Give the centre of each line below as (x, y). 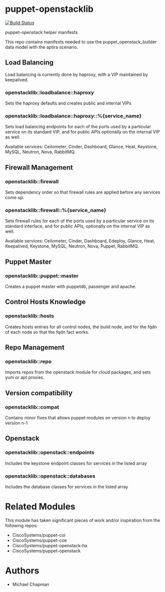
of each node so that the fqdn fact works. (47, 332)
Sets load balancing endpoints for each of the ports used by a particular (78, 127)
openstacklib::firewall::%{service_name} (56, 210)
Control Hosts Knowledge (46, 302)
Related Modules (40, 507)
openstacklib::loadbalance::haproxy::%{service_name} (73, 116)
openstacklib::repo (28, 362)
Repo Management (35, 348)
